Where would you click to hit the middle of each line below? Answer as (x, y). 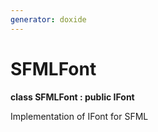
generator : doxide (48, 19)
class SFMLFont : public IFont (72, 97)
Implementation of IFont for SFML (79, 116)
